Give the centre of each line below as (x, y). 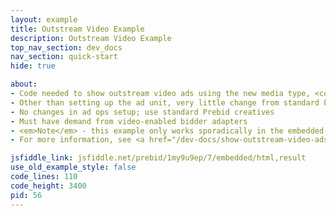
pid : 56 (26, 195)
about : (24, 84)
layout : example (44, 19)
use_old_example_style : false (73, 167)
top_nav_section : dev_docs (66, 47)
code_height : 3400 (48, 186)
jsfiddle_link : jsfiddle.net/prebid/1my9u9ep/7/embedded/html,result (158, 158)
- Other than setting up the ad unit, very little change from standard (165, 102)
